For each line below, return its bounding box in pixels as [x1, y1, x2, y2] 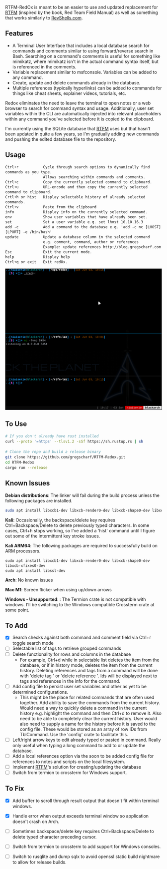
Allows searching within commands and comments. [43, 174, 146, 179]
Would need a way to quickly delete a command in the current [19, 705, 147, 711]
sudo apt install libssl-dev [5, 568, 66, 573]
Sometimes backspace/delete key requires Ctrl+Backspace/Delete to [12, 828, 154, 834]
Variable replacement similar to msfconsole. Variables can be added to [12, 69, 158, 75]
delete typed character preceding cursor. [12, 834, 97, 840]
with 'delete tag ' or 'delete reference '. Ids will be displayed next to [19, 673, 158, 679]
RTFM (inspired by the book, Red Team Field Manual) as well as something [5, 9, 158, 15]
